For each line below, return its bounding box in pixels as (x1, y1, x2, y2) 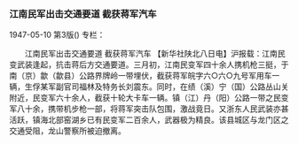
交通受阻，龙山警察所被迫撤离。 (9, 125, 126, 136)
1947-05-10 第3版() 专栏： (9, 29, 106, 41)
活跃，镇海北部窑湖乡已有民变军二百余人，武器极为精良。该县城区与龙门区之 (9, 115, 289, 125)
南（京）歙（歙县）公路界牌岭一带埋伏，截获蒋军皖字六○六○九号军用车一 (9, 71, 280, 81)
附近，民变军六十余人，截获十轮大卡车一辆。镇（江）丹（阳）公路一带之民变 (9, 93, 289, 103)
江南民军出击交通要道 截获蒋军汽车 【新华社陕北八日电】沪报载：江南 (24, 49, 278, 59)
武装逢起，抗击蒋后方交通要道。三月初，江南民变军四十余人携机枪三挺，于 (16, 59, 289, 70)
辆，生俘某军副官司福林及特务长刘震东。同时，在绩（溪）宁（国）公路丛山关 (9, 81, 289, 92)
